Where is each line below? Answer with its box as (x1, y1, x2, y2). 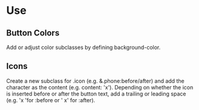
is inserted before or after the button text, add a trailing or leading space (6, 90, 186, 97)
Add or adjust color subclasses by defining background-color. (6, 44, 161, 51)
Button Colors (6, 28, 60, 38)
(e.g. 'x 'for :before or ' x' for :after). (6, 96, 96, 103)
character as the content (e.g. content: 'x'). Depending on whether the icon (6, 83, 194, 91)
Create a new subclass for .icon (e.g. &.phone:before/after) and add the (6, 77, 184, 85)
